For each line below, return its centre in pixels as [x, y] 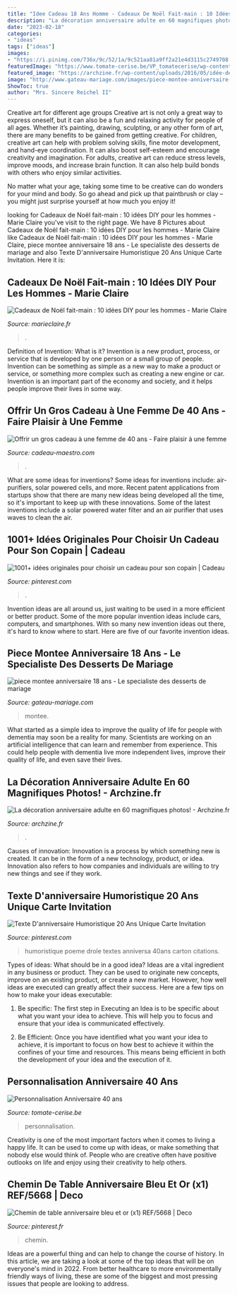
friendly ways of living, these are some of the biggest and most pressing [113, 1276]
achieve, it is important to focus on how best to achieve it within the [115, 1044]
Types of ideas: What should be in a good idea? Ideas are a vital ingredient [116, 965]
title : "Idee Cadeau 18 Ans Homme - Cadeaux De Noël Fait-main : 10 [110, 14]
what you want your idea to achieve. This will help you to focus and [115, 1016]
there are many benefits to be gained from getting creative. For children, [112, 135]
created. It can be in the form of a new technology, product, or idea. [106, 859]
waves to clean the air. [40, 517]
